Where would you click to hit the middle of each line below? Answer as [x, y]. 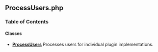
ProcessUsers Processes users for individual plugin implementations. [83, 44]
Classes [13, 33]
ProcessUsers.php [34, 8]
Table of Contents [27, 22]
